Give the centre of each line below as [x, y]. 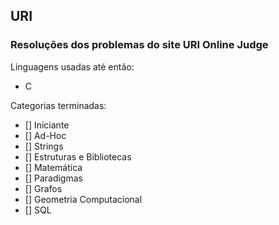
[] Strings [44, 146]
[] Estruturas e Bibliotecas [78, 156]
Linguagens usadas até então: [72, 66]
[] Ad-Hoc [45, 135]
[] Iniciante [47, 125]
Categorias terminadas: [58, 105]
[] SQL [38, 210]
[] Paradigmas [53, 178]
